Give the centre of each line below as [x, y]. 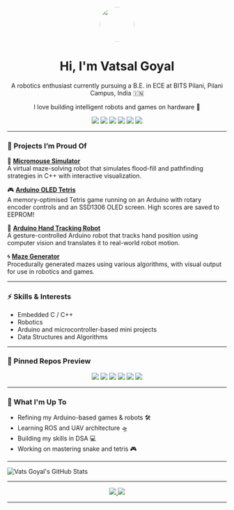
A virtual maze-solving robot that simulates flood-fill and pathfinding [106, 169]
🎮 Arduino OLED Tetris [41, 190]
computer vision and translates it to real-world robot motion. [94, 243]
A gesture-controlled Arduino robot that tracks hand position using [103, 235]
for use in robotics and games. [51, 272]
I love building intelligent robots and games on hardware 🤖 [117, 107]
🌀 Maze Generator [33, 256]
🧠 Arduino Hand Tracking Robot [54, 228]
